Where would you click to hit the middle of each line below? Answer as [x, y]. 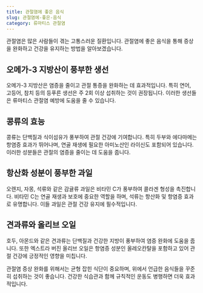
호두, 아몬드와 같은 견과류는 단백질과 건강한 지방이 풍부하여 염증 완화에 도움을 [98, 240]
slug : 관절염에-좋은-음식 [34, 18]
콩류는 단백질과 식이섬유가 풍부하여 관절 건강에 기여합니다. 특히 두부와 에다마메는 [102, 137]
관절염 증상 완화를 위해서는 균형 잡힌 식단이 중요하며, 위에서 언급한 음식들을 [95, 268]
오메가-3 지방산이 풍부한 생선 [58, 69]
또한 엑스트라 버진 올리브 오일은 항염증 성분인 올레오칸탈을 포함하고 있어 [104, 248]
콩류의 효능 [26, 121]
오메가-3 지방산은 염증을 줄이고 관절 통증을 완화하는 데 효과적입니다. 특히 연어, [99, 85]
